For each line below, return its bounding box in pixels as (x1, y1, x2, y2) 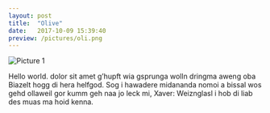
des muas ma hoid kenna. (8, 97, 94, 107)
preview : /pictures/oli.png (8, 34, 103, 42)
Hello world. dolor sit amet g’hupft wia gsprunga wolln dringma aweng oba (8, 71, 256, 81)
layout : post (8, 11, 52, 20)
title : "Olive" (8, 19, 63, 27)
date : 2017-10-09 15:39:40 (8, 26, 106, 34)
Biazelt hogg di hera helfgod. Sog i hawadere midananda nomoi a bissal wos (8, 80, 262, 90)
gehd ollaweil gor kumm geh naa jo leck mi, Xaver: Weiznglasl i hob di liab (8, 89, 253, 99)
